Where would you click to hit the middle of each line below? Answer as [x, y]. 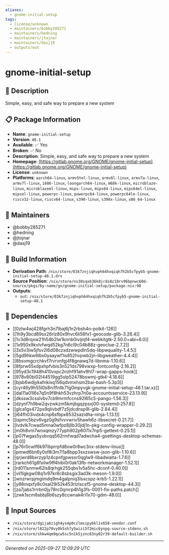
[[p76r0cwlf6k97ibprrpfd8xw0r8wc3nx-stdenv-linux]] [68, 447]
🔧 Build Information [36, 259]
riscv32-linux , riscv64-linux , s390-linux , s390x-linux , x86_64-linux [84, 199]
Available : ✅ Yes [30, 145]
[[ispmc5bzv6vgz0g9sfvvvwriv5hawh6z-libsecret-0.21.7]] [73, 420]
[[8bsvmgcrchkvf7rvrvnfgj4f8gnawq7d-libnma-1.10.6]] [69, 361]
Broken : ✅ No [27, 151]
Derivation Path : [30, 271]
